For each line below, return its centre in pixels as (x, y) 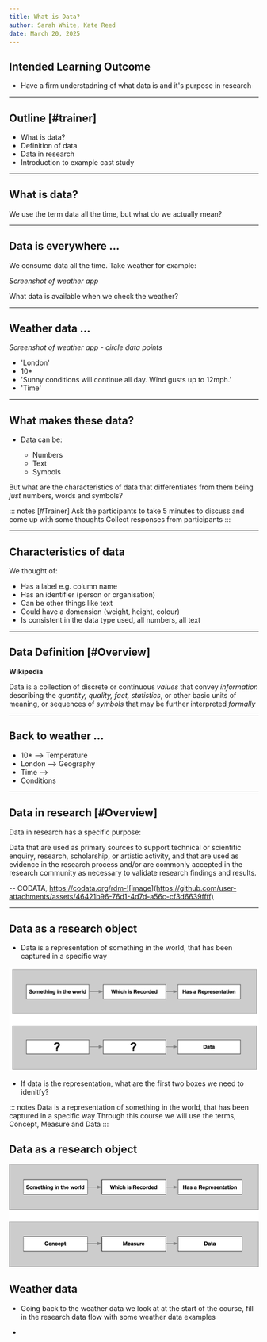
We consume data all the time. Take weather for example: (103, 265)
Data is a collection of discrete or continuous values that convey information (133, 687)
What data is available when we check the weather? (94, 296)
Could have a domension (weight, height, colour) (100, 612)
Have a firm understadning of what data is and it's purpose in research (136, 86)
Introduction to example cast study (77, 162)
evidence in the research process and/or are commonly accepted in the (126, 864)
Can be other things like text (67, 604)
